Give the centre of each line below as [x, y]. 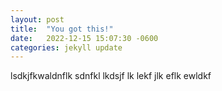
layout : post [37, 19]
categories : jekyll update [66, 47]
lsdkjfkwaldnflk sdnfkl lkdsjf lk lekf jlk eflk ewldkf [111, 76]
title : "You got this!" [62, 29]
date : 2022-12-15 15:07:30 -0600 [84, 38]
